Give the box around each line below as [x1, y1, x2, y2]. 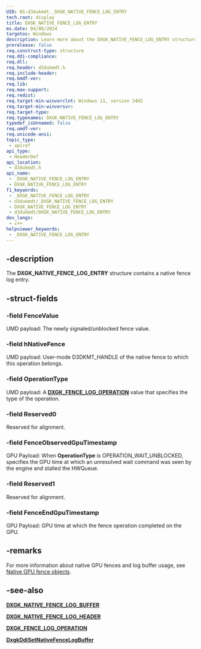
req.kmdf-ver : [6, 76, 42, 81]
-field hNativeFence [6, 340, 66, 348]
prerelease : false [6, 43, 52, 49]
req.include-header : [6, 70, 58, 76]
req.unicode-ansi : [6, 131, 52, 138]
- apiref [8, 142, 31, 149]
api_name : [6, 170, 31, 177]
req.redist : [6, 92, 36, 98]
